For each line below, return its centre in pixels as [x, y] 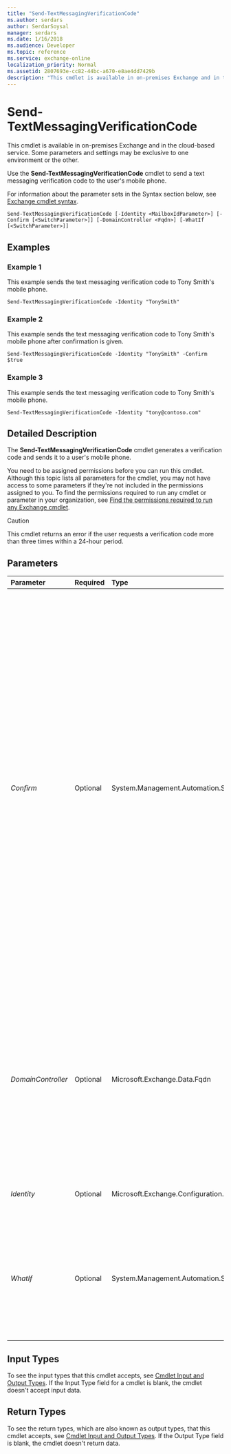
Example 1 [24, 267]
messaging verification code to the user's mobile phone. [87, 181]
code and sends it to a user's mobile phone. [69, 457]
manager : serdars [32, 33]
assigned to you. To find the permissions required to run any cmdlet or [107, 493]
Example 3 [25, 378]
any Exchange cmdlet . [38, 507]
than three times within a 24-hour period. [65, 541]
